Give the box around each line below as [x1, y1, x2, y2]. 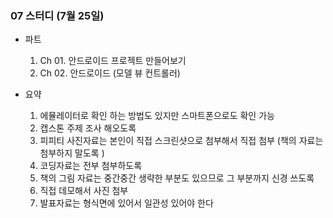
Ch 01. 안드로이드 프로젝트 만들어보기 [39, 55, 187, 67]
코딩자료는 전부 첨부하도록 [39, 160, 143, 172]
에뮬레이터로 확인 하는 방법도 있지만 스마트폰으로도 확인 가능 [39, 110, 275, 122]
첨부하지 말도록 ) [39, 147, 105, 159]
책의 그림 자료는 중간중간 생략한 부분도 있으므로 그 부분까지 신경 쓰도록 [39, 172, 315, 184]
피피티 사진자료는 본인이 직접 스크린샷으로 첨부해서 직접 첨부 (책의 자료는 [39, 135, 324, 147]
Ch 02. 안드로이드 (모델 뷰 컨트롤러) [39, 67, 181, 79]
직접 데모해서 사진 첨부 [39, 185, 129, 197]
